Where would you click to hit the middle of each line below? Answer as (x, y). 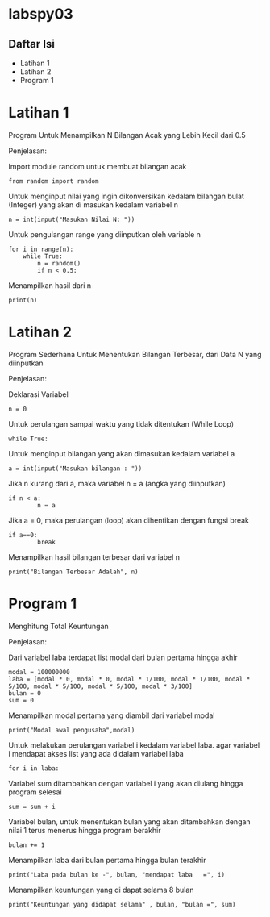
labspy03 (41, 14)
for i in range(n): (41, 249)
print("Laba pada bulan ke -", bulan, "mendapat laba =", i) (117, 875)
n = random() (59, 263)
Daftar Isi (31, 44)
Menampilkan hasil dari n (50, 285)
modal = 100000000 (39, 672)
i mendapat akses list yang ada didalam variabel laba (96, 753)
